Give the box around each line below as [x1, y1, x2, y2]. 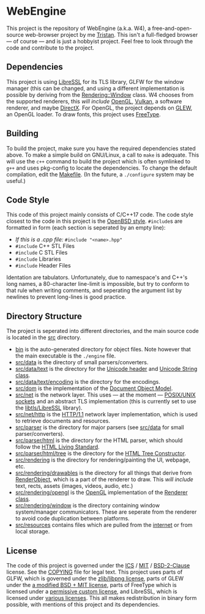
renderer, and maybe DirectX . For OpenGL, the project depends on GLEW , [6, 104, 193, 111]
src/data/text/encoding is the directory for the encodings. [15, 378, 161, 386]
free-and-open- [152, 24, 192, 32]
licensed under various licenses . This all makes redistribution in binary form [6, 594, 197, 601]
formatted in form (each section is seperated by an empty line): [6, 224, 166, 231]
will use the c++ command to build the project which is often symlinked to [6, 157, 191, 165]
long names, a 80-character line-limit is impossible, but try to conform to [6, 280, 190, 288]
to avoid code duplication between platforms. [15, 515, 130, 522]
